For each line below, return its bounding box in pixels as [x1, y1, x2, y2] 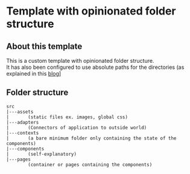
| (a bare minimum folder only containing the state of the [6, 135, 177, 141]
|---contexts [6, 130, 39, 136]
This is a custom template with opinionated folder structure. [6, 57, 154, 64]
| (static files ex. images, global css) [6, 114, 128, 120]
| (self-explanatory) [6, 151, 77, 157]
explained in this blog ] [6, 70, 62, 77]
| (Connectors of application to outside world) [6, 124, 147, 130]
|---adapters [6, 119, 39, 125]
